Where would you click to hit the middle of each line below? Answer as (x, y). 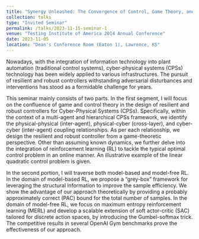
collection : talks (29, 17)
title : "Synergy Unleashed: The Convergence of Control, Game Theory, (95, 12)
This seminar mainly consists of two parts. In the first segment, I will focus (97, 98)
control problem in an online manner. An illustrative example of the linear (94, 155)
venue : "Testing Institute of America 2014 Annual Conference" (86, 34)
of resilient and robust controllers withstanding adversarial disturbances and (99, 80)
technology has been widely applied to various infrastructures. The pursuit (97, 74)
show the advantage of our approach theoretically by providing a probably (97, 192)
